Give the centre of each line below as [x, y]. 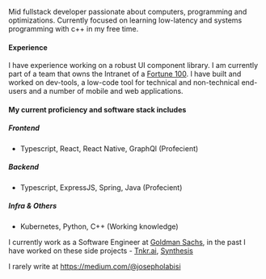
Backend [23, 167]
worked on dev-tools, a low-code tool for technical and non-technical [124, 82]
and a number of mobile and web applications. [106, 91]
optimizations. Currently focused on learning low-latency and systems [125, 20]
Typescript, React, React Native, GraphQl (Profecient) [109, 148]
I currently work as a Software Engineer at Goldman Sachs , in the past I [127, 242]
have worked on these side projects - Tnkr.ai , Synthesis [101, 251]
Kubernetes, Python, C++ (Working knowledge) [99, 226]
